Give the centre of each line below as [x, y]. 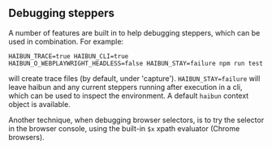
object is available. [39, 104]
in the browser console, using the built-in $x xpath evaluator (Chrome [124, 128]
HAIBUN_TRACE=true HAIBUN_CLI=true [69, 56]
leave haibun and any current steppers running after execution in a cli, [125, 87]
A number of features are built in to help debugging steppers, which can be [134, 32]
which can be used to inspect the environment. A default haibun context [129, 96]
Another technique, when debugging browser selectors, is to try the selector [136, 120]
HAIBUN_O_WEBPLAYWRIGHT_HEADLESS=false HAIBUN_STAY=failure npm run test [136, 63]
